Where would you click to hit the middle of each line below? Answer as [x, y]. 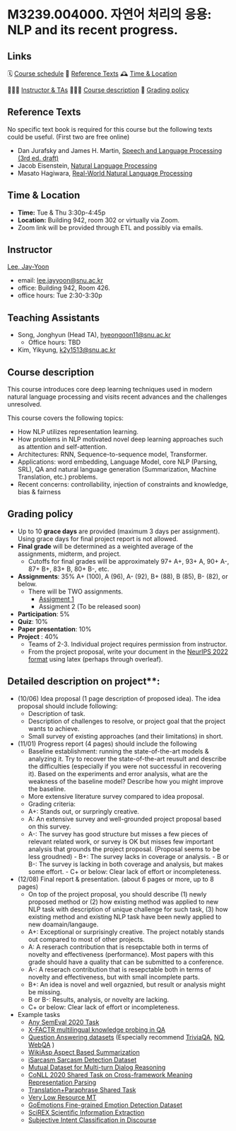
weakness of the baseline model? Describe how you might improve [126, 781]
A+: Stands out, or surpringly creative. [84, 811]
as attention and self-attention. [62, 447]
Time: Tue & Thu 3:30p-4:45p [61, 212]
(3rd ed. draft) [38, 158]
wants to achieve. [54, 728]
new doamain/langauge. [63, 924]
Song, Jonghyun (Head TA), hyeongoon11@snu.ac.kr [94, 335]
